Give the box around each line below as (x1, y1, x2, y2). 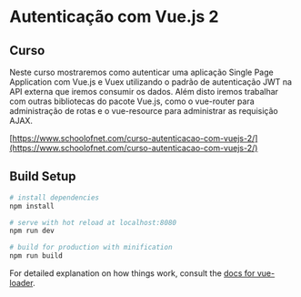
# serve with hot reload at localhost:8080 (9, 218, 177, 227)
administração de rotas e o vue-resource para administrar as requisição (9, 106, 279, 116)
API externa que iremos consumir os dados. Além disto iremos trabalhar (9, 87, 279, 97)
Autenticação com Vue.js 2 (9, 6, 219, 27)
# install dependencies (9, 193, 100, 202)
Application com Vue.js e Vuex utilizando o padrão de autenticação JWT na (9, 77, 293, 87)
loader (9, 278, 34, 289)
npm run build (9, 251, 64, 261)
